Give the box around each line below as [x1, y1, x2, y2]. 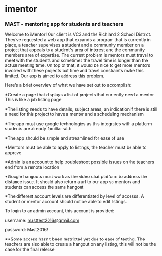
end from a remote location [5, 164, 60, 170]
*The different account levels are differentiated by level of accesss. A [5, 193, 144, 199]
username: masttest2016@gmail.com [5, 217, 79, 224]
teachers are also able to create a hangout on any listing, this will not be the [5, 241, 156, 247]
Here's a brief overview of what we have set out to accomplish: [5, 82, 131, 88]
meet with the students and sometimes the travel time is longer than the [5, 57, 148, 64]
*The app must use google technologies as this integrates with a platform [5, 121, 152, 127]
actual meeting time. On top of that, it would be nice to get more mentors [5, 63, 150, 68]
